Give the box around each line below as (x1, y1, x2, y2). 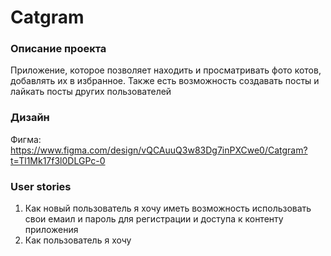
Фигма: (10, 133, 42, 145)
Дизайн (10, 111, 50, 125)
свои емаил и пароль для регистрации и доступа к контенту (24, 213, 284, 225)
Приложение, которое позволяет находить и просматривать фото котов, (10, 64, 322, 76)
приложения (24, 224, 79, 236)
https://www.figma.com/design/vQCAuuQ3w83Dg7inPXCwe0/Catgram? (10, 144, 308, 156)
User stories (10, 179, 72, 193)
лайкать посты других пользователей (10, 86, 172, 98)
